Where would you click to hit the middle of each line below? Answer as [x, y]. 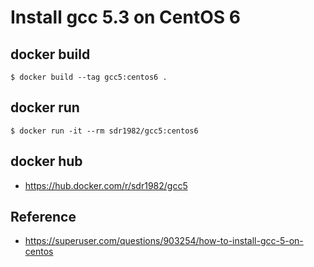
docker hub [46, 161]
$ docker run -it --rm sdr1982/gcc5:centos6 [104, 131]
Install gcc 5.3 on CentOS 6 [125, 17]
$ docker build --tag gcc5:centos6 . [89, 77]
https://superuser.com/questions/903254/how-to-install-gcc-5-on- [164, 241]
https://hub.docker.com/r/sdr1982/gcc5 [106, 185]
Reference [43, 217]
